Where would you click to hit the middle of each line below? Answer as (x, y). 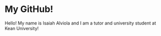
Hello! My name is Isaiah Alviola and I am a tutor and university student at (80, 23)
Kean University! (22, 28)
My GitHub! (29, 9)
